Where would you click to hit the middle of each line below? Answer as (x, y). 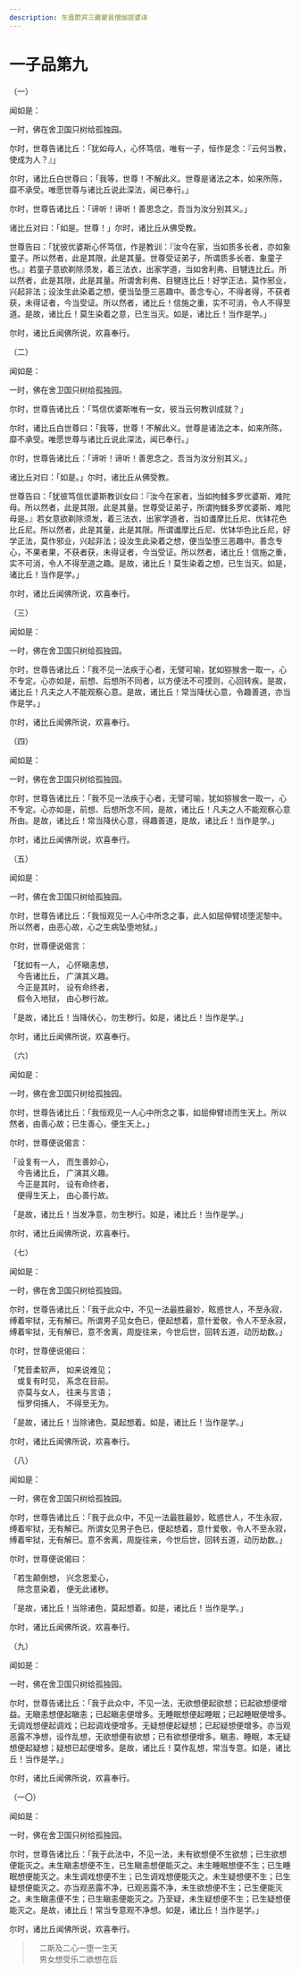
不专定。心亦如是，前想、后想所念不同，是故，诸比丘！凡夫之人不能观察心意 (150, 809)
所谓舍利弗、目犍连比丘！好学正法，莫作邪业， (204, 280)
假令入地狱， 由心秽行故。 (65, 998)
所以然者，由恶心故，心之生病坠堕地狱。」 (86, 926)
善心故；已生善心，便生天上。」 (97, 1123)
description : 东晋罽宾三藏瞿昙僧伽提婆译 (79, 17)
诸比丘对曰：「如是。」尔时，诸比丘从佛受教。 (92, 477)
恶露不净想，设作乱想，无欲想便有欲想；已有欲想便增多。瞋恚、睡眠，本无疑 (150, 1736)
